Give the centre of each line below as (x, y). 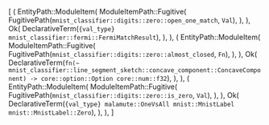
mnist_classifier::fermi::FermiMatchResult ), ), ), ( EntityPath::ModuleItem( (134, 37)
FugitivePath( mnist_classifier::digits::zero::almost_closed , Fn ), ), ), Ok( (133, 54)
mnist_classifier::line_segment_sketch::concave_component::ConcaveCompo (135, 71)
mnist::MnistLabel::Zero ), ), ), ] (61, 112)
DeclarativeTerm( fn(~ (44, 62)
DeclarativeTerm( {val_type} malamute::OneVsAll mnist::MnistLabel (122, 104)
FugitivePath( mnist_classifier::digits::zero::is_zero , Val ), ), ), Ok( (124, 95)
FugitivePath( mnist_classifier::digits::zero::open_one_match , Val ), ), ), (130, 20)
